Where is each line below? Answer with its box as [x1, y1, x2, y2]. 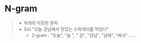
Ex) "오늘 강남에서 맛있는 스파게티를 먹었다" [24, 26, 109, 32]
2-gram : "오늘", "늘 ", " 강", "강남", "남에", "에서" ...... [31, 32, 137, 38]
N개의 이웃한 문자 [24, 20, 58, 26]
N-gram [4, 3, 38, 14]
